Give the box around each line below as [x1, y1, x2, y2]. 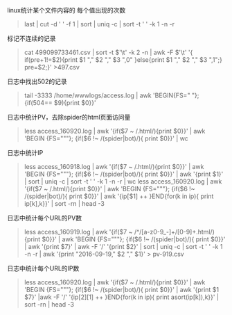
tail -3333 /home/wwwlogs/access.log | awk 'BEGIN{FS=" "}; [24, 91, 199, 99]
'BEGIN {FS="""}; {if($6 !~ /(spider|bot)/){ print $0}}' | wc [24, 134, 188, 143]
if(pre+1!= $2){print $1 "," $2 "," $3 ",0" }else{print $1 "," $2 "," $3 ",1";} [24, 56, 223, 64]
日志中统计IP [7, 149, 44, 156]
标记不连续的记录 [7, 34, 56, 42]
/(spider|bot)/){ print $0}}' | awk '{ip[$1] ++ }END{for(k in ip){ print [24, 192, 214, 200]
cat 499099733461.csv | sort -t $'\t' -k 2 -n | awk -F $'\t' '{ [24, 48, 193, 56]
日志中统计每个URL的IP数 [7, 264, 80, 273]
